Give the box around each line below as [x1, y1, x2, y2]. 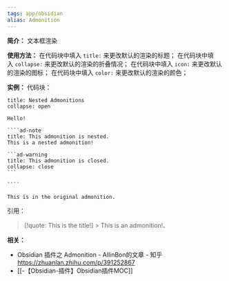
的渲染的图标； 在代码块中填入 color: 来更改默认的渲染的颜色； [7, 68, 188, 77]
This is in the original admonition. [7, 193, 116, 200]
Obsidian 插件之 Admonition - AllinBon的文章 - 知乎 [17, 250, 163, 259]
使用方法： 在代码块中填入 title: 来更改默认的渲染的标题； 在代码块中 [7, 51, 208, 59]
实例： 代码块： [7, 83, 52, 91]
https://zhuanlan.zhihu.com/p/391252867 [17, 258, 136, 267]
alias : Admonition [7, 17, 60, 23]
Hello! [7, 115, 26, 122]
